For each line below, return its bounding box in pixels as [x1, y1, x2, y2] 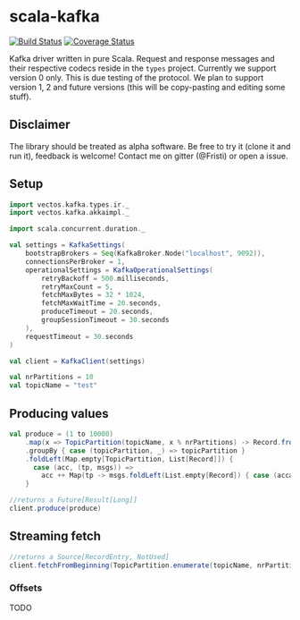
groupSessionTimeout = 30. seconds [41, 316, 170, 325]
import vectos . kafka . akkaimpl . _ [9, 208, 129, 217]
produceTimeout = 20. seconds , [41, 307, 154, 317]
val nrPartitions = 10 [9, 373, 94, 382]
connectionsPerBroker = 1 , [25, 257, 126, 266]
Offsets [9, 582, 43, 594]
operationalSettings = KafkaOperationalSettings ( [25, 266, 214, 275]
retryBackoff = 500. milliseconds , [41, 274, 170, 283]
